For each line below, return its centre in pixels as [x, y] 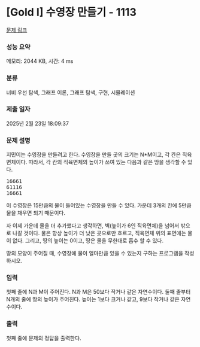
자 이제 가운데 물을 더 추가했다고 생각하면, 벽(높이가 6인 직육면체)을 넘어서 [93, 226]
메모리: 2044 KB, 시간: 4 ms [40, 61]
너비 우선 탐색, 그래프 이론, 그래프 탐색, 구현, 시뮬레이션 [71, 92]
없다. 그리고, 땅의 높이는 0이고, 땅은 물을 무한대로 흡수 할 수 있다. [88, 241]
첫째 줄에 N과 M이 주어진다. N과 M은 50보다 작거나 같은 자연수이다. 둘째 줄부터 [99, 292]
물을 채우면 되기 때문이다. [36, 213]
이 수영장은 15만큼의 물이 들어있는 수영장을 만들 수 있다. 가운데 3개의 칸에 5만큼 [99, 206]
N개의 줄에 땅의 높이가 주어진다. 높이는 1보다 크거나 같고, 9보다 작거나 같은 [93, 299]
